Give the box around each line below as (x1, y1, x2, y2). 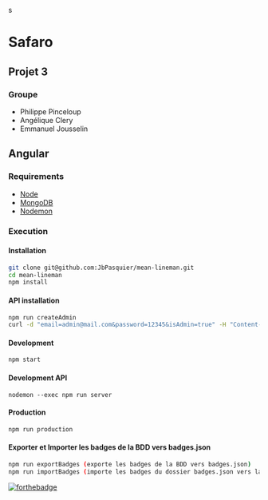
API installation (8, 296, 60, 305)
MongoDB (19, 197, 53, 207)
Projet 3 (8, 65, 48, 78)
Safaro (8, 34, 53, 51)
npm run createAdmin (8, 313, 77, 321)
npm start (8, 355, 41, 364)
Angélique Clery (19, 115, 73, 125)
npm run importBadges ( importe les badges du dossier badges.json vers (8, 467, 251, 476)
